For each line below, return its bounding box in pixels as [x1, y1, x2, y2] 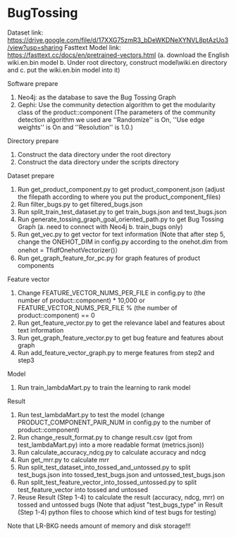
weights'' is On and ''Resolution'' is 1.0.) [17, 123, 134, 131]
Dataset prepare [7, 171, 55, 180]
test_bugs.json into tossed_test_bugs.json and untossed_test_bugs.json [17, 470, 225, 479]
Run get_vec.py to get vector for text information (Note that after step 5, [17, 230, 225, 238]
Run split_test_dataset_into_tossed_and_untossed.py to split [17, 463, 191, 471]
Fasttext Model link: [64, 43, 121, 51]
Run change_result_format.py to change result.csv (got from [17, 433, 192, 441]
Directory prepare [7, 136, 59, 145]
